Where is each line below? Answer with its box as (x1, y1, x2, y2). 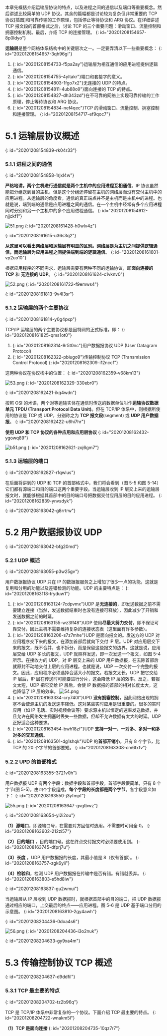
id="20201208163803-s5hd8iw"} (5, 876, 74, 882)
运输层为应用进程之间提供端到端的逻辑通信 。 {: (18, 249, 114, 255)
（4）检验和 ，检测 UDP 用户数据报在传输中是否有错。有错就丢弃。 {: (5, 871, 146, 877)
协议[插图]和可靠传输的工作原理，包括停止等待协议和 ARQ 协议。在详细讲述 (5, 17, 160, 22)
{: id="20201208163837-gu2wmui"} (5, 886, 79, 892)
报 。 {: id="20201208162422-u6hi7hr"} (5, 419, 85, 425)
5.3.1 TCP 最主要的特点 (5, 987, 60, 994)
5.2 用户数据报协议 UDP (5, 526, 102, 538)
